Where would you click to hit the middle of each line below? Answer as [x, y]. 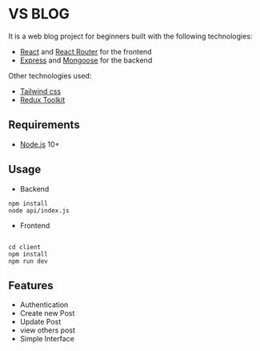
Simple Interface [47, 339]
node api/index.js [39, 210]
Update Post [40, 322]
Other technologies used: [50, 75]
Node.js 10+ [40, 144]
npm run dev [28, 261]
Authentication [44, 305]
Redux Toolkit [42, 99]
